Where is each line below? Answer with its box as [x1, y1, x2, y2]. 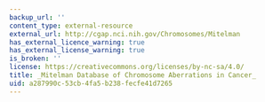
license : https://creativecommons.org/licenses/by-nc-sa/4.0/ [9, 63, 245, 72]
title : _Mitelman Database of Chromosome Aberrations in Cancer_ [9, 71, 256, 80]
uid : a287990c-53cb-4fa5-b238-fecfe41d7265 [9, 79, 173, 88]
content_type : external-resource [9, 21, 133, 30]
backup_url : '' [9, 12, 66, 22]
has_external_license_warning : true [9, 46, 145, 55]
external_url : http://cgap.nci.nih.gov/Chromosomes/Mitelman [9, 29, 241, 38]
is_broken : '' [9, 54, 62, 63]
